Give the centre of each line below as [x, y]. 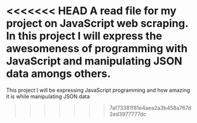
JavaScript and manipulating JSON [94, 61]
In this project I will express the [84, 36]
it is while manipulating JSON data [48, 96]
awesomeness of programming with [97, 49]
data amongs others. [58, 74]
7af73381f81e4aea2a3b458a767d [150, 108]
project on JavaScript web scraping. [97, 23]
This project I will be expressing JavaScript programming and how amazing [98, 90]
